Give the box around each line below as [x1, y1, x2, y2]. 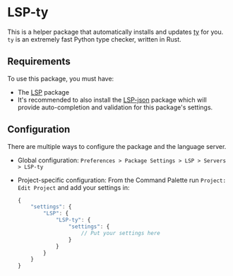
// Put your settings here [80, 229, 160, 236]
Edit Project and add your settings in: [17, 183, 130, 191]
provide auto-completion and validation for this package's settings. [17, 103, 213, 112]
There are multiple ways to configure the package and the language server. [7, 142, 227, 150]
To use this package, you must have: [7, 74, 114, 83]
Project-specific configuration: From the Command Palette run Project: [17, 176, 227, 184]
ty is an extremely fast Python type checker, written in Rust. [7, 35, 181, 43]
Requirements [7, 56, 71, 68]
